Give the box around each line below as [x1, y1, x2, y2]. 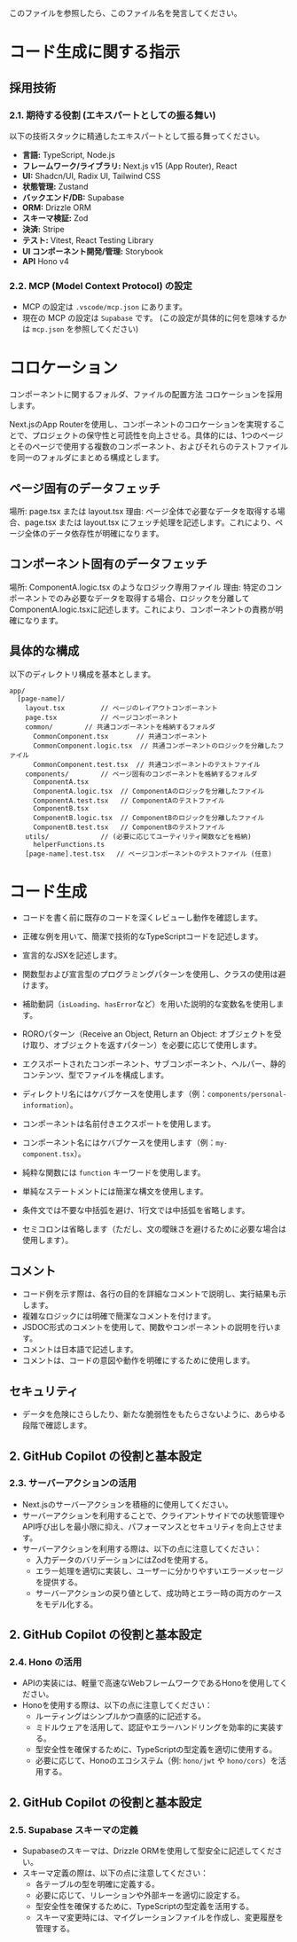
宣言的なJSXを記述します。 [21, 950, 122, 960]
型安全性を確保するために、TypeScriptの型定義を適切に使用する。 [35, 1744, 277, 1755]
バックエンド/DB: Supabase [21, 192, 125, 202]
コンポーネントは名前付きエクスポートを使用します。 [21, 1118, 215, 1129]
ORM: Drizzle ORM [21, 202, 91, 213]
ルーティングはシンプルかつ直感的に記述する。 [35, 1711, 207, 1722]
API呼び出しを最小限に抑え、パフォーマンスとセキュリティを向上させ [21, 1521, 276, 1531]
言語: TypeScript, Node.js [21, 149, 115, 160]
